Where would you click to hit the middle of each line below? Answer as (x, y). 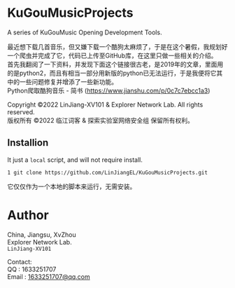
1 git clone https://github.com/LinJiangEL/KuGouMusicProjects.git (108, 172)
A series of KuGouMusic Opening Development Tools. (85, 32)
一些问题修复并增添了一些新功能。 (68, 81)
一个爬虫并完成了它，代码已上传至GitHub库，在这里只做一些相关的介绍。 (112, 55)
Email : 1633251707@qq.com (49, 276)
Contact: (20, 261)
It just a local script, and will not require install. (75, 160)
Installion (28, 143)
